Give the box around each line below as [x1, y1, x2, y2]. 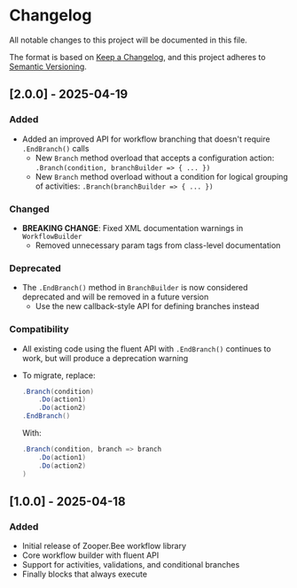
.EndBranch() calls [21, 143, 90, 153]
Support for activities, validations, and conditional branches [21, 560, 240, 570]
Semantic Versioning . [9, 61, 87, 72]
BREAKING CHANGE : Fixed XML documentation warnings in [21, 222, 244, 233]
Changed [9, 203, 51, 215]
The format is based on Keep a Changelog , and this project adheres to [9, 51, 266, 62]
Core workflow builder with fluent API [21, 550, 160, 561]
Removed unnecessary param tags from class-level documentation [35, 240, 281, 251]
